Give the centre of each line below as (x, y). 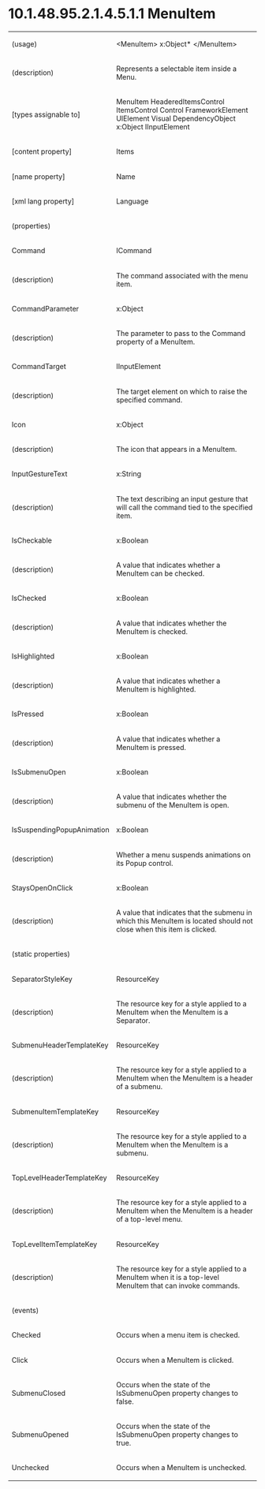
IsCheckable (32, 540)
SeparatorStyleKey (42, 979)
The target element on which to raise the (181, 391)
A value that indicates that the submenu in (184, 912)
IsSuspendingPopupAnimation (60, 830)
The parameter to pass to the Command (181, 334)
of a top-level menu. (149, 1219)
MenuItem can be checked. (160, 573)
